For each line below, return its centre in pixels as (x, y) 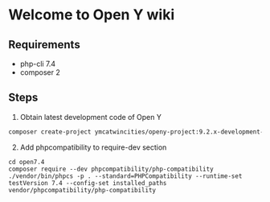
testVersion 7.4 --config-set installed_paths (88, 183)
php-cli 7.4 (38, 64)
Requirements (44, 45)
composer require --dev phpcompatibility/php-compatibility (111, 169)
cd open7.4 (27, 162)
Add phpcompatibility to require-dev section (93, 147)
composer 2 (40, 72)
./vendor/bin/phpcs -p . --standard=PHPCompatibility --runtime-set (125, 176)
